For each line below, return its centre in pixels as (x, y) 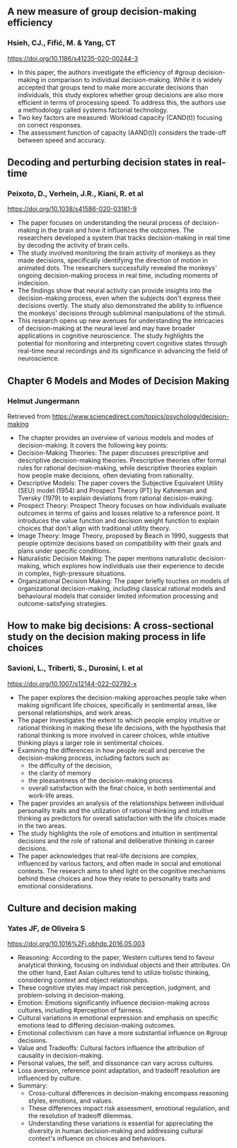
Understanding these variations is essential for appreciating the (121, 1123)
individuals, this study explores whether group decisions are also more (121, 94)
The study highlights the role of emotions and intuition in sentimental (117, 833)
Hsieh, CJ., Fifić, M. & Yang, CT (62, 43)
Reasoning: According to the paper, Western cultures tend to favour (116, 958)
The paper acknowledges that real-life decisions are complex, (108, 856)
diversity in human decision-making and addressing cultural (115, 1131)
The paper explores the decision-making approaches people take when (122, 697)
